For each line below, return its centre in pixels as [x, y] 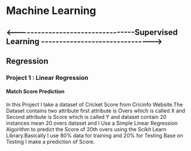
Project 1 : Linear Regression [47, 78]
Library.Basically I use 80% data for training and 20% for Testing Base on [95, 136]
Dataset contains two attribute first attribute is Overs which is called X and [96, 111]
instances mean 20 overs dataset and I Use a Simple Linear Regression [92, 123]
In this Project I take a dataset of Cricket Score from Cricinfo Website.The [95, 105]
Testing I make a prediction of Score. [50, 142]
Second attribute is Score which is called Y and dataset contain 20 [86, 117]
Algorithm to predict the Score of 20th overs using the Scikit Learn [86, 129]
